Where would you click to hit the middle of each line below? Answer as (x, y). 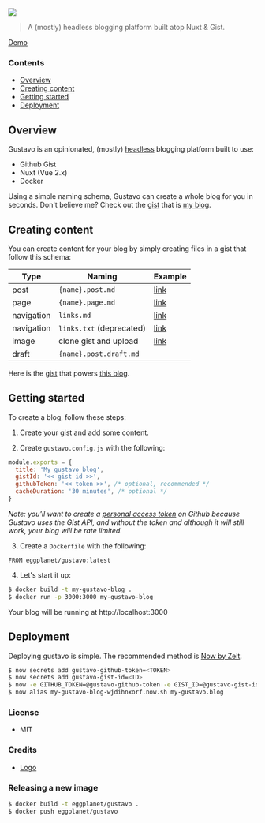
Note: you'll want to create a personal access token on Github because (124, 514)
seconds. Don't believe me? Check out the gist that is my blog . (110, 205)
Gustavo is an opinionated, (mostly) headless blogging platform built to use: (131, 149)
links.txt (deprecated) (102, 328)
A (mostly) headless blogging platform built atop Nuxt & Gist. (126, 27)
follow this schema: (40, 256)
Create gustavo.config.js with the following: (92, 447)
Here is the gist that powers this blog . (69, 373)
